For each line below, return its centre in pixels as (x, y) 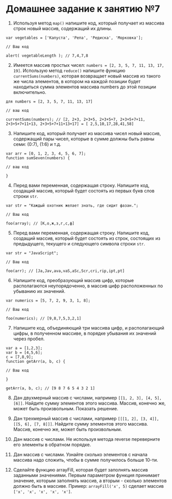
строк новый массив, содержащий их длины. (63, 28)
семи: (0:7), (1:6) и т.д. (37, 144)
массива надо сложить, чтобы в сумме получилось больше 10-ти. (86, 460)
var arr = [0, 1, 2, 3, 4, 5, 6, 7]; (46, 154)
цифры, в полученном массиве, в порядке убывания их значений (85, 333)
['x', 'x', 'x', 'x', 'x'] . (42, 491)
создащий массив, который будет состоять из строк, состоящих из (87, 238)
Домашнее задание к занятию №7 (83, 9)
